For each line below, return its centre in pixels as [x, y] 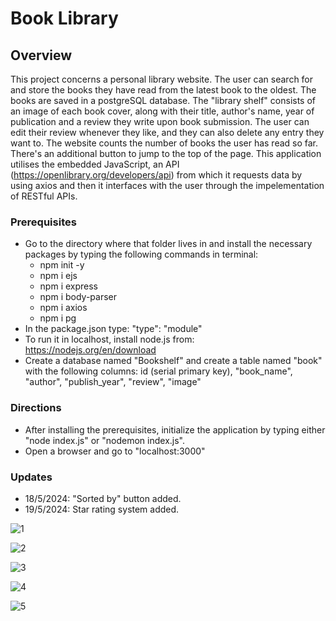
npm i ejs [58, 276]
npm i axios [63, 308]
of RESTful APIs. [44, 196]
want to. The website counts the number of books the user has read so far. [164, 143]
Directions [36, 408]
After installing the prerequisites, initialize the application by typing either [175, 429]
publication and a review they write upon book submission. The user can [160, 121]
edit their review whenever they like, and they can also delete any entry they [167, 132]
